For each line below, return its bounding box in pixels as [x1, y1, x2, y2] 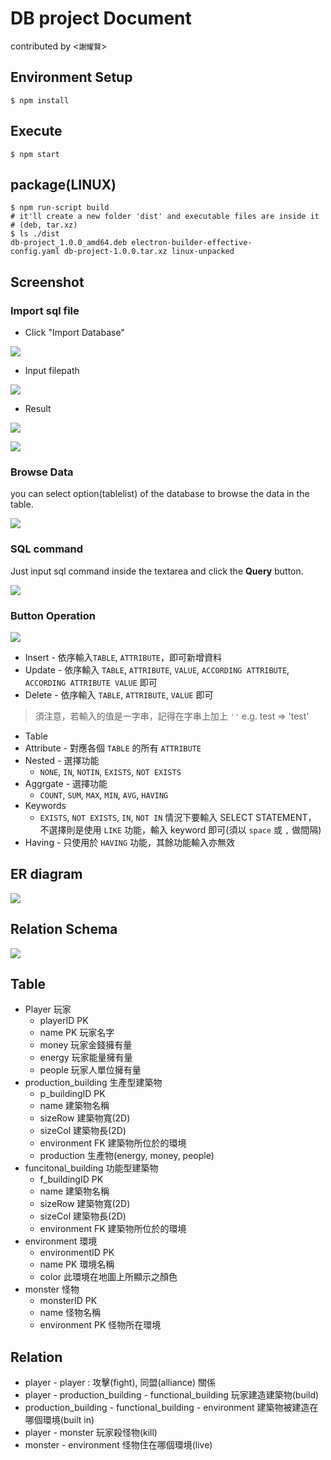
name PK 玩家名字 [39, 1027, 115, 1039]
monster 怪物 [24, 1283, 80, 1296]
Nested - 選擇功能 [24, 754, 100, 766]
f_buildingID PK [39, 1173, 104, 1186]
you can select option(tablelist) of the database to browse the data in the [10, 488, 310, 500]
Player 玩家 [24, 1003, 72, 1016]
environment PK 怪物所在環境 [39, 1319, 162, 1331]
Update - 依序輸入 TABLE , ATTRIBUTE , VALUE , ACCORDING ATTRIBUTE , [24, 663, 290, 676]
